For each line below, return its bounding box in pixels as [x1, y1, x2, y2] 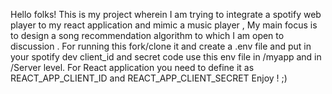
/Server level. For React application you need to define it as [10, 62, 255, 73]
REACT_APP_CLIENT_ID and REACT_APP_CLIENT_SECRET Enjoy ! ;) [10, 72, 288, 84]
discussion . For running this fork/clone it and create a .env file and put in [10, 40, 312, 52]
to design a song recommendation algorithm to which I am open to [10, 30, 285, 41]
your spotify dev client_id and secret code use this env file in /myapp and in [10, 51, 322, 63]
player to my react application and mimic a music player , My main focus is [10, 19, 318, 31]
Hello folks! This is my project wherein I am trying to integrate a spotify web [10, 9, 322, 20]
